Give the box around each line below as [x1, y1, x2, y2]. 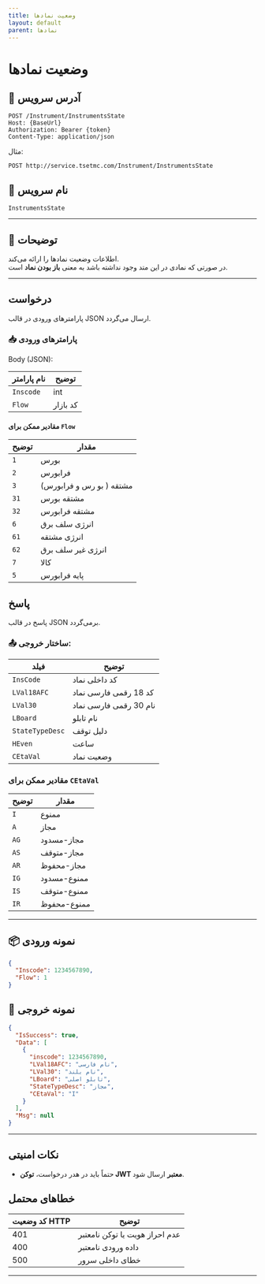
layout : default [8, 19, 62, 27]
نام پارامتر [12, 374, 46, 385]
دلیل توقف [72, 726, 108, 737]
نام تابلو [72, 713, 99, 724]
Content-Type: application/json [8, 133, 114, 141]
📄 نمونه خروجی [8, 1003, 75, 1017]
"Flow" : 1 [15, 974, 47, 982]
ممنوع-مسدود [40, 873, 89, 884]
